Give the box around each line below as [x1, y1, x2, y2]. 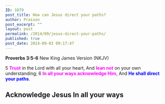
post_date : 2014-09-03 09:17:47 [5, 41, 74, 46]
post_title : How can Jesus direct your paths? [5, 12, 106, 17]
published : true [5, 36, 40, 41]
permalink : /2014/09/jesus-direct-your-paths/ [5, 31, 106, 36]
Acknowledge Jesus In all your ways [5, 91, 124, 99]
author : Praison [5, 17, 40, 22]
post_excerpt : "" [5, 22, 42, 27]
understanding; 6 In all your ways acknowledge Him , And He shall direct [5, 70, 160, 76]
